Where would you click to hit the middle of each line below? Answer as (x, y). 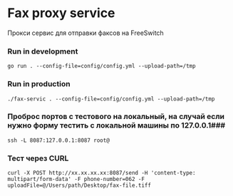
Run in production (39, 84)
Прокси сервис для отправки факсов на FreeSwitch (86, 33)
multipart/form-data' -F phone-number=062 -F (76, 180)
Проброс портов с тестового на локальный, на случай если (116, 117)
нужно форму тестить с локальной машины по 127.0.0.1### (116, 125)
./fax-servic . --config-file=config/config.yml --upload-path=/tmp (111, 99)
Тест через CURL (38, 158)
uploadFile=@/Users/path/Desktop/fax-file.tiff (79, 186)
